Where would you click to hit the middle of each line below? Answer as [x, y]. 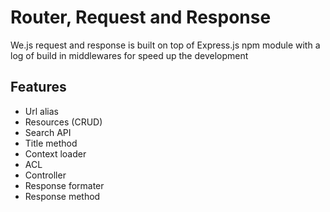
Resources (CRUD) [63, 122]
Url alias [41, 111]
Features [38, 87]
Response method [62, 196]
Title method [51, 143]
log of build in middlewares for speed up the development [129, 55]
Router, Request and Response [141, 17]
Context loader [55, 153]
